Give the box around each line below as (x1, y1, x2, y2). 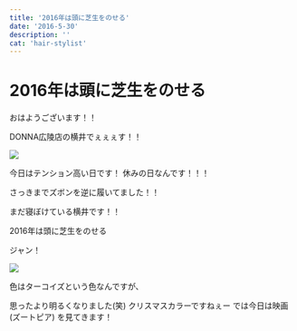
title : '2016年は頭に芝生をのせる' (9, 13, 129, 23)
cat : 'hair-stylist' (9, 38, 88, 48)
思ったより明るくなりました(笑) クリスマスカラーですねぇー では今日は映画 (9, 300, 289, 311)
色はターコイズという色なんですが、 (9, 281, 144, 292)
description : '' (9, 30, 71, 39)
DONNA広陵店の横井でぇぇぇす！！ (9, 131, 142, 142)
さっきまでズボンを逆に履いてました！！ (9, 187, 160, 198)
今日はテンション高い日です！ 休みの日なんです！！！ (9, 168, 210, 179)
